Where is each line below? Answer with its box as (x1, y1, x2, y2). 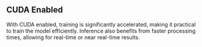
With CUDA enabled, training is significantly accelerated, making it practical (6, 20, 196, 28)
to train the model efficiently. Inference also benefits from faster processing (6, 27, 196, 34)
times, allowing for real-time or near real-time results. (6, 33, 140, 41)
